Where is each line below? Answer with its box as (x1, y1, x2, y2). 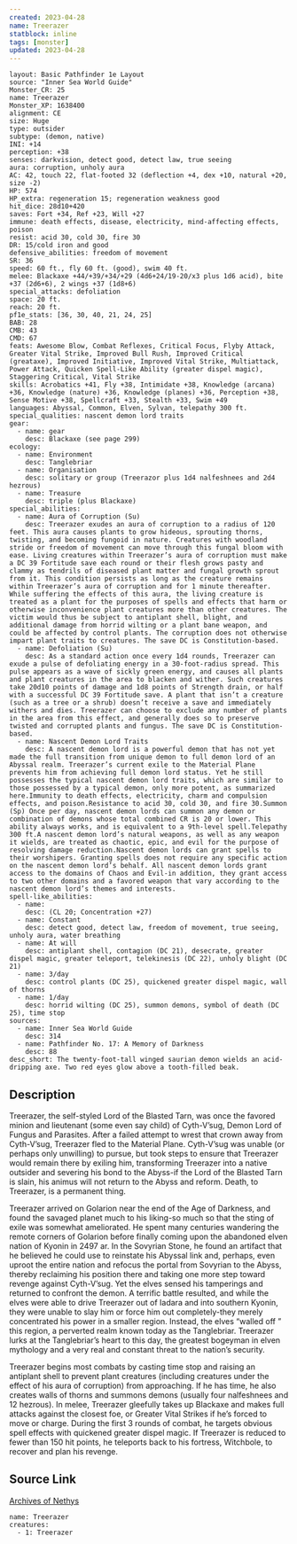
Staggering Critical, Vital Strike (9, 373, 141, 382)
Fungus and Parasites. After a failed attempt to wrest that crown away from (9, 1129, 284, 1140)
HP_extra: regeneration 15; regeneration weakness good (9, 194, 220, 204)
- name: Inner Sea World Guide (17, 1025, 133, 1033)
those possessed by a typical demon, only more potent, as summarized (9, 784, 276, 793)
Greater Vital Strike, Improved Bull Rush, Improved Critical (9, 349, 244, 359)
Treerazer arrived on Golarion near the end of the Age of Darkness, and (9, 1203, 271, 1213)
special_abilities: (9, 504, 82, 514)
